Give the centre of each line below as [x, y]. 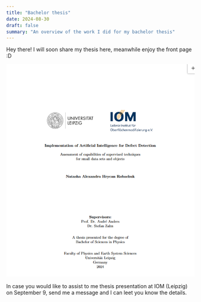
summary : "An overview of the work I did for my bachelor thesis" [91, 32]
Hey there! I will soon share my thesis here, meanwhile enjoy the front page [99, 50]
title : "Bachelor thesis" [38, 13]
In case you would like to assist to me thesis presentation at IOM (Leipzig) [97, 286]
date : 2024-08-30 [28, 19]
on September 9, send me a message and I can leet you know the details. [97, 292]
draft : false [22, 25]
